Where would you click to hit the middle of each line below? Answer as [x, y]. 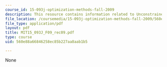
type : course [19, 37]
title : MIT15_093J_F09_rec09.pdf [40, 33]
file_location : [21, 19]
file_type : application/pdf [34, 23]
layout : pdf [17, 28]
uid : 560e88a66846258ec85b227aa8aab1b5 [46, 42]
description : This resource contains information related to [70, 14]
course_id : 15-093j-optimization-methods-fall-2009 [60, 10]
